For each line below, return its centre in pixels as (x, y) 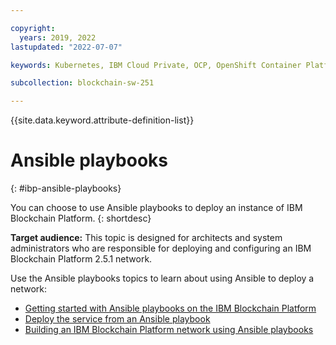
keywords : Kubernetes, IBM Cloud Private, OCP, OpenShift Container (156, 65)
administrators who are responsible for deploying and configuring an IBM (161, 248)
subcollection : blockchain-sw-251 (82, 83)
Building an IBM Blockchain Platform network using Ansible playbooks (169, 330)
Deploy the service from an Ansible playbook (117, 319)
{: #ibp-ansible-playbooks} (66, 188)
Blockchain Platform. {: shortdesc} (81, 218)
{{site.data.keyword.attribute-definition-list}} (102, 120)
